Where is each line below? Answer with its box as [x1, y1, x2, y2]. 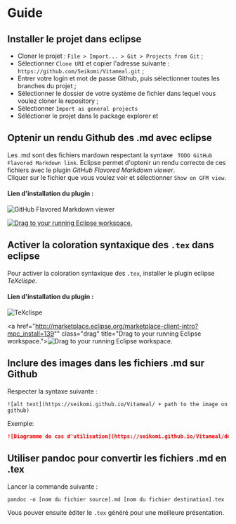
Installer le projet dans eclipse [7, 33, 142, 45]
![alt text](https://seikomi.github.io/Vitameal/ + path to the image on [7, 401, 228, 408]
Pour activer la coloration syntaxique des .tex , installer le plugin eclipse [7, 269, 216, 277]
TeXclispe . [7, 276, 37, 285]
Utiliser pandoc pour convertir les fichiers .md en [7, 453, 227, 465]
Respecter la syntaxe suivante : [7, 386, 98, 396]
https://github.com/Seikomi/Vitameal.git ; [17, 67, 145, 75]
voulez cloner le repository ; [17, 97, 99, 105]
